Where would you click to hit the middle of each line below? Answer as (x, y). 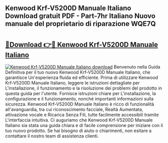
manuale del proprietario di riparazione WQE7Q (81, 24)
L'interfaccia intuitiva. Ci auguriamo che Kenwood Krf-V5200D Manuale (79, 120)
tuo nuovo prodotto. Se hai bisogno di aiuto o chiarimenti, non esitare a (78, 130)
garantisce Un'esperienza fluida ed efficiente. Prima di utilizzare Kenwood (82, 77)
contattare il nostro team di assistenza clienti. (52, 136)
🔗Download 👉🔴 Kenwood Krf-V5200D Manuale (82, 44)
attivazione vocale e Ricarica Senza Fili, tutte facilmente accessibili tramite (82, 115)
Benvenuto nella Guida (137, 67)
